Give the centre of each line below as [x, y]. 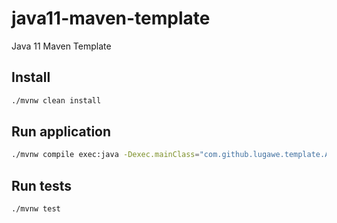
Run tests [41, 185]
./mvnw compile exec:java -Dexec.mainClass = [105, 155]
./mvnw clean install [56, 100]
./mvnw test [36, 209]
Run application [61, 132]
